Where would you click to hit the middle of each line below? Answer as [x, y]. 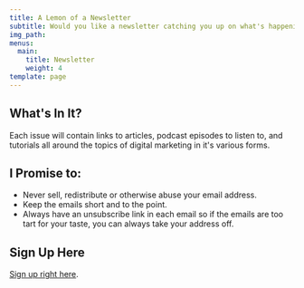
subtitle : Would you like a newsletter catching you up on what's [137, 26]
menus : [22, 43]
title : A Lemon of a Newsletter [70, 18]
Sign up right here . [44, 274]
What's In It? [46, 114]
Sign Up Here [47, 252]
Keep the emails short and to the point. [95, 205]
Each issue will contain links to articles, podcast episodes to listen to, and [146, 135]
